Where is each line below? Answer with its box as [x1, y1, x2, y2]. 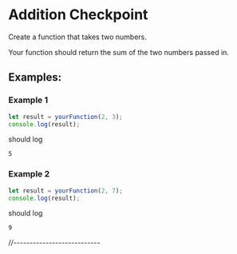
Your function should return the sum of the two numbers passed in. [8, 47, 230, 57]
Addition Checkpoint [8, 6, 148, 24]
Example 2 [8, 169, 50, 180]
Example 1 [8, 94, 49, 105]
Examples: [8, 70, 62, 85]
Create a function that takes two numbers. [8, 32, 148, 42]
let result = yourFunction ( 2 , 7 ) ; [8, 186, 124, 195]
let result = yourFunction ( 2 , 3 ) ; [8, 113, 124, 121]
